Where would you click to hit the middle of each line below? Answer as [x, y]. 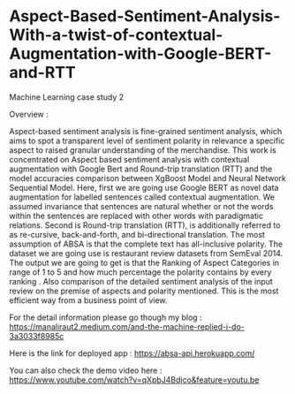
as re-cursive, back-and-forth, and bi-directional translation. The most [137, 234]
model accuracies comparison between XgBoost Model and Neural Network [148, 178]
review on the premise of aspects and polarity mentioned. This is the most [144, 291]
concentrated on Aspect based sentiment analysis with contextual [129, 159]
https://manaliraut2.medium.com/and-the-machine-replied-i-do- [127, 326]
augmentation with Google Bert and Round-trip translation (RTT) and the [141, 169]
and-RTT [43, 73]
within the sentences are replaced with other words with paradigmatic [136, 216]
